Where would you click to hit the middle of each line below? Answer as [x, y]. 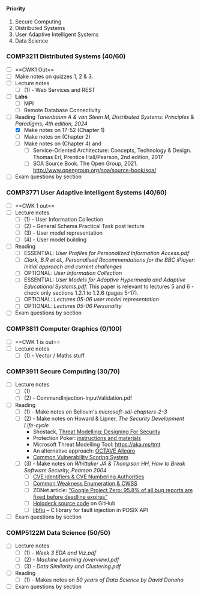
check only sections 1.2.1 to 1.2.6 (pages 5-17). [81, 293]
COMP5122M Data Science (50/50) [58, 533]
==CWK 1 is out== [37, 342]
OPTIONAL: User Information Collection [73, 273]
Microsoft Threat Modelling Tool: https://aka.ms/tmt [97, 444]
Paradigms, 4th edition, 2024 [51, 124]
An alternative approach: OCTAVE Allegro [84, 451]
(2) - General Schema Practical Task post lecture [84, 226]
